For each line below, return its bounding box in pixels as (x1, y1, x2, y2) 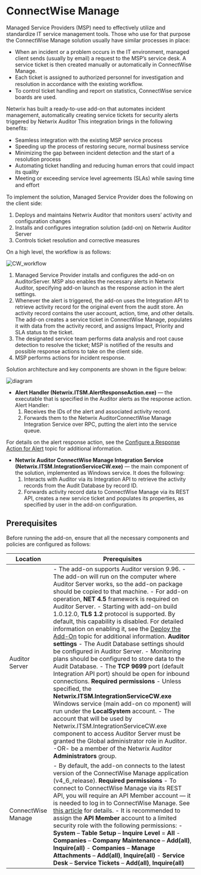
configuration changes (14, 217, 71, 225)
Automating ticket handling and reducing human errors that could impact (14, 161, 194, 169)
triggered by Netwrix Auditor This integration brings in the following (6, 118, 173, 125)
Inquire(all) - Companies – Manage (53, 843, 156, 852)
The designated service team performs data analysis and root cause (14, 335, 184, 342)
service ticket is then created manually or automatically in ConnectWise (14, 61, 192, 68)
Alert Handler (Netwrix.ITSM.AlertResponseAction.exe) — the (14, 389, 173, 396)
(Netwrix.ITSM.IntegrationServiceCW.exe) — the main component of (14, 462, 189, 470)
